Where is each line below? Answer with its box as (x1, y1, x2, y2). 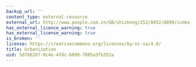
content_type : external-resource (6, 14, 88, 20)
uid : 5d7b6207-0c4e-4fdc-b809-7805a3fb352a (6, 52, 114, 58)
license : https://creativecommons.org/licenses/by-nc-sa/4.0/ (6, 41, 161, 47)
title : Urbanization (6, 47, 57, 52)
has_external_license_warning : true (6, 30, 96, 36)
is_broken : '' (6, 36, 41, 41)
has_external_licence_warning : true (6, 24, 96, 31)
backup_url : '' (6, 8, 43, 15)
